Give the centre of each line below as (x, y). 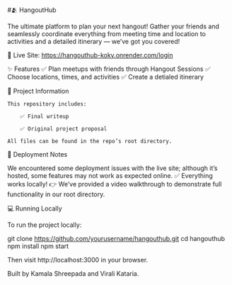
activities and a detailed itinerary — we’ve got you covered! (94, 41)
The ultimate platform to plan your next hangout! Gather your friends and (113, 26)
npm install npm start (38, 246)
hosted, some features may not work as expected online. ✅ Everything (110, 175)
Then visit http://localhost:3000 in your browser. (78, 260)
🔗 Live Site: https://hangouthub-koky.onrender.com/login (90, 55)
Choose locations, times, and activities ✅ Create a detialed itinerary (105, 77)
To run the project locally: (45, 225)
